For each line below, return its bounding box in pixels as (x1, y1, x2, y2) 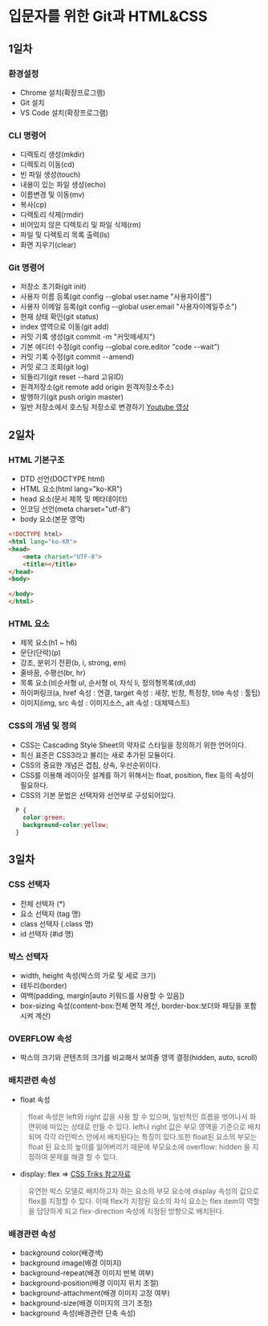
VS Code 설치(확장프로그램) (19, 108, 108, 117)
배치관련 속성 (8, 1074, 56, 1086)
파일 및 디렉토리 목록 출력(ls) (19, 230, 111, 239)
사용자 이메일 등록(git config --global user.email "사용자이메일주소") (19, 302, 238, 312)
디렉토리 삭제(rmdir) (19, 210, 84, 219)
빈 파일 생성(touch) (19, 170, 81, 179)
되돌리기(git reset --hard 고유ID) (19, 372, 124, 382)
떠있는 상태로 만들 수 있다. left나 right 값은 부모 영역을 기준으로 (49, 1122, 246, 1132)
